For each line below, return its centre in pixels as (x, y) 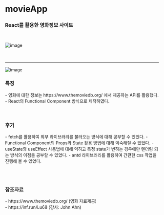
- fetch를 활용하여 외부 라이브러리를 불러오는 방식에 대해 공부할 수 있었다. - (76, 137)
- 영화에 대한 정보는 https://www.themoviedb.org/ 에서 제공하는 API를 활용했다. (82, 95)
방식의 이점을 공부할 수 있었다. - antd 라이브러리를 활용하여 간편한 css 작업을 (83, 155)
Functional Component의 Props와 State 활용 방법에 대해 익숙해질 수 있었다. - (79, 143)
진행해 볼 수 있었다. (23, 161)
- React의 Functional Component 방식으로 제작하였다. (57, 101)
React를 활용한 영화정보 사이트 (39, 25)
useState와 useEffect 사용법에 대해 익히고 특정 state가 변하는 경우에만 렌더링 (79, 149)
